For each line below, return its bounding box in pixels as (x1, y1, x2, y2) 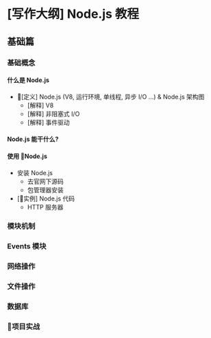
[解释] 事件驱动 (27, 118, 70, 127)
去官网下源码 (27, 177, 64, 185)
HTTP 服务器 (27, 203, 64, 211)
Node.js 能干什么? (7, 135, 59, 144)
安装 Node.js (16, 168, 53, 177)
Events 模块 (7, 242, 47, 251)
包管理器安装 (27, 185, 64, 194)
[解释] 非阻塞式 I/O (27, 109, 80, 118)
